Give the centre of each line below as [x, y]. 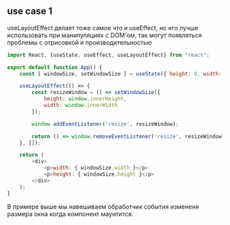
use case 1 [30, 11]
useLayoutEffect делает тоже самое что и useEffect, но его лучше [103, 27]
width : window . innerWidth [80, 106]
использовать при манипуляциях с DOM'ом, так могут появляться [104, 35]
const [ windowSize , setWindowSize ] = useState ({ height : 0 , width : [121, 74]
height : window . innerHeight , [85, 99]
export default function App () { [55, 67]
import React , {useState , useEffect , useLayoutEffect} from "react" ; [108, 55]
